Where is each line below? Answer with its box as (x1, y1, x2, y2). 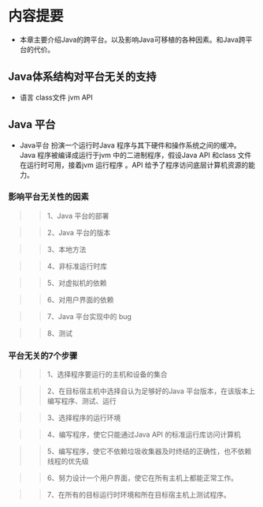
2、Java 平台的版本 (46, 227, 111, 237)
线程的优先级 (46, 456, 89, 466)
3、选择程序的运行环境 (46, 413, 121, 422)
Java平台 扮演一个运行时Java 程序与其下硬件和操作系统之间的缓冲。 (19, 140, 242, 150)
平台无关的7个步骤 (8, 350, 78, 361)
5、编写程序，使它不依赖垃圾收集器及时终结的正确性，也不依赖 (46, 447, 252, 456)
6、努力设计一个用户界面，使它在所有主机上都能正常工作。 (46, 473, 239, 483)
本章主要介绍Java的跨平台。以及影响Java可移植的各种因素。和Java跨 (19, 35, 246, 44)
